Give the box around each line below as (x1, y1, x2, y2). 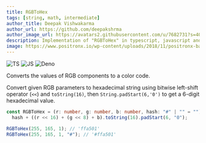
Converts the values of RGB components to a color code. (6, 72, 150, 79)
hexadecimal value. (6, 96, 55, 104)
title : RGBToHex (6, 9, 48, 15)
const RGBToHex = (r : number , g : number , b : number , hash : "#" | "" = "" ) (6, 109, 202, 115)
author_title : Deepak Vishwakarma (6, 20, 95, 26)
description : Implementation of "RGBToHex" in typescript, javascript (6, 37, 191, 44)
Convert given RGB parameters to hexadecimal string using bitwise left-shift (6, 83, 199, 91)
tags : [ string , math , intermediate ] (6, 15, 100, 21)
